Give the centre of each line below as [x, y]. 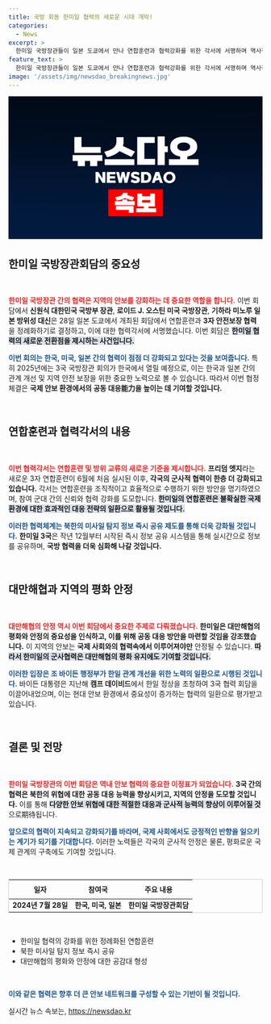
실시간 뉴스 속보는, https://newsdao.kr [70, 1011]
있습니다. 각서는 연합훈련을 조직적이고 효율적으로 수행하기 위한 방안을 [117, 488]
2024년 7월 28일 [40, 905]
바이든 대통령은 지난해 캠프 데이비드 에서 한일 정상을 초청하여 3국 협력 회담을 [138, 683]
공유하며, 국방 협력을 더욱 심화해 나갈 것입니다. [89, 545]
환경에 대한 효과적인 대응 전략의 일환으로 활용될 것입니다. [97, 508]
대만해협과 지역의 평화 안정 [71, 589]
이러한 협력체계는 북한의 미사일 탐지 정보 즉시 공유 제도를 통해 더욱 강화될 [122, 525]
